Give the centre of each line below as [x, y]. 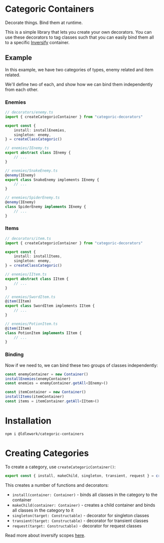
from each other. [22, 90]
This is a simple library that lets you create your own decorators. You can [79, 32]
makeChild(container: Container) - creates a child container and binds [83, 505]
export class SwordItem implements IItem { [50, 306]
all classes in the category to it [43, 510]
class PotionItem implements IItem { [43, 333]
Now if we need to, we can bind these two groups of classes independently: [82, 365]
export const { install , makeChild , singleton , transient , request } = [79, 475]
